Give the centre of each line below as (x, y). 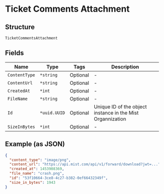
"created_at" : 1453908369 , (37, 169)
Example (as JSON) (35, 144)
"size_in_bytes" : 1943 (32, 182)
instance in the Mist (116, 113)
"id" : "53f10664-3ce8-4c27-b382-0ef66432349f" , (59, 178)
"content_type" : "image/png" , (40, 160)
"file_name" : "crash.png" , (37, 174)
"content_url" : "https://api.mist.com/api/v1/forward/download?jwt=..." (85, 164)
